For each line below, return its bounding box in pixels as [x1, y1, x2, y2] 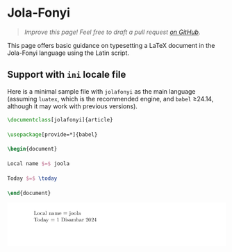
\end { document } [7, 190, 51, 196]
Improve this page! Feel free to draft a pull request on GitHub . [24, 28, 201, 36]
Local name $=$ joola [7, 160, 70, 167]
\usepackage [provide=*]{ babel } [7, 131, 98, 138]
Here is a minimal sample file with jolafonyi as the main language [7, 87, 196, 95]
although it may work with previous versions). [7, 102, 138, 110]
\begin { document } [7, 146, 58, 153]
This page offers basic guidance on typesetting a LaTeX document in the [7, 41, 215, 49]
